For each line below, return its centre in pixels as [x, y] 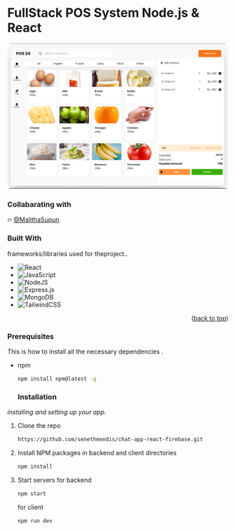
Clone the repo [39, 426]
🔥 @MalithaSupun [33, 220]
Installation [37, 396]
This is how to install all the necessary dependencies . [85, 351]
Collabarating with [39, 204]
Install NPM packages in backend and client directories [97, 452]
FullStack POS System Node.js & [103, 13]
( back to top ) [210, 318]
